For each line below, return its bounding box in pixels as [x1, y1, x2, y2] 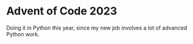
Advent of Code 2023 [6, 4, 117, 18]
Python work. [6, 30, 40, 37]
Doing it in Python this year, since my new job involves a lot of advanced [6, 24, 188, 31]
